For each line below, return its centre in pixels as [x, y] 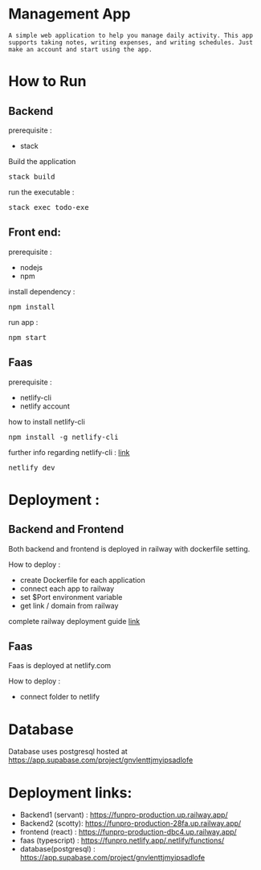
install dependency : [42, 291]
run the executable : [41, 192]
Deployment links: [70, 792]
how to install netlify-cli [47, 421]
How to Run [47, 82]
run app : [23, 322]
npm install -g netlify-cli [63, 437]
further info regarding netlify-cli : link [69, 452]
